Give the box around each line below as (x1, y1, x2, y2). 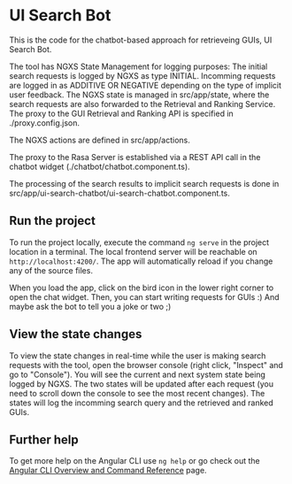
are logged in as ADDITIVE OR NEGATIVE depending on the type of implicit (9, 80, 281, 90)
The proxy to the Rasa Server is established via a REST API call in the (9, 151, 261, 162)
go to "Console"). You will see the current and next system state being (9, 369, 265, 380)
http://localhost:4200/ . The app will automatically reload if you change (9, 256, 273, 266)
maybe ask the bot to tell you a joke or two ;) (9, 301, 172, 311)
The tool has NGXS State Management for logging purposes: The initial (9, 61, 268, 72)
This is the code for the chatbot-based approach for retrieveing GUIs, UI (9, 35, 273, 45)
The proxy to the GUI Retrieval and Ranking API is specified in (9, 108, 234, 119)
